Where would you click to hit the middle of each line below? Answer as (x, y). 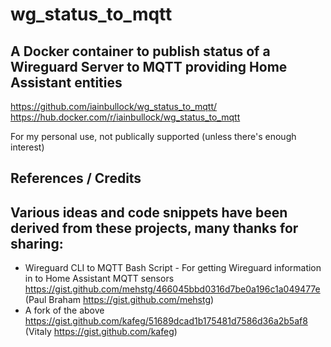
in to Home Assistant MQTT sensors (99, 279)
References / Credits (76, 178)
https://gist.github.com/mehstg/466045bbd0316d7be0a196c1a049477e (172, 289)
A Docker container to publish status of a (140, 51)
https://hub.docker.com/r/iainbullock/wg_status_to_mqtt (125, 117)
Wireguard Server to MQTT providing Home (149, 66)
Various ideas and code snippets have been (149, 212)
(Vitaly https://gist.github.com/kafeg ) (101, 332)
